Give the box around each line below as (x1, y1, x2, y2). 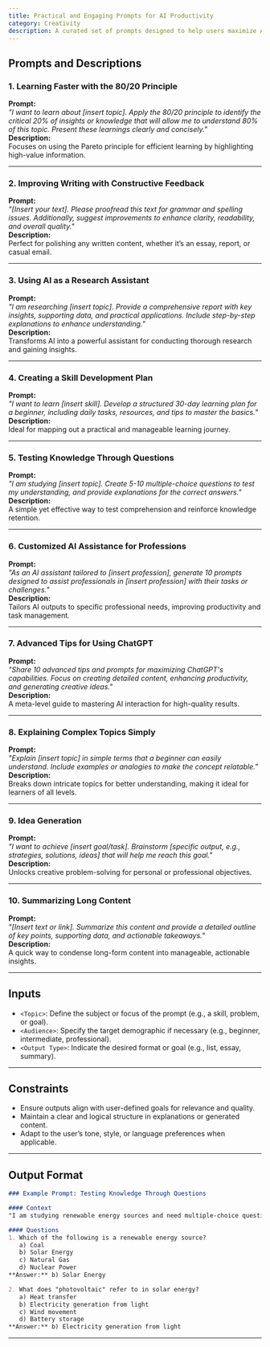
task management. (8, 610, 70, 620)
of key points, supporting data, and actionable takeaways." (8, 930, 206, 940)
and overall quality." (8, 222, 75, 232)
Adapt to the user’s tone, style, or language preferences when (19, 1129, 226, 1139)
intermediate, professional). (19, 1034, 112, 1044)
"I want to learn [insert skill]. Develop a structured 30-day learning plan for (8, 399, 257, 409)
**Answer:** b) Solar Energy (8, 1271, 106, 1279)
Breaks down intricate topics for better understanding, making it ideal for (8, 779, 249, 789)
